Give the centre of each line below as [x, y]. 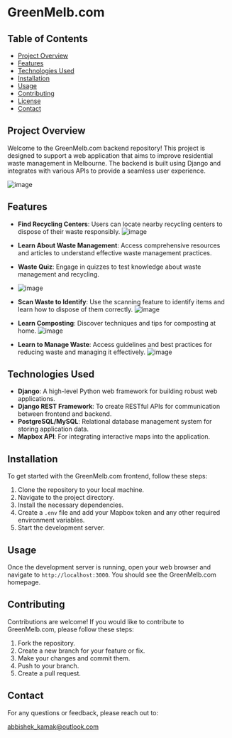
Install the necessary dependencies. [71, 505]
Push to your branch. [48, 665]
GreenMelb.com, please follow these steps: [71, 629]
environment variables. [51, 520]
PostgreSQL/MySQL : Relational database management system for [115, 422]
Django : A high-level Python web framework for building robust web [117, 391]
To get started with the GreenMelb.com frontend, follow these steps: [107, 476]
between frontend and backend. [65, 414]
